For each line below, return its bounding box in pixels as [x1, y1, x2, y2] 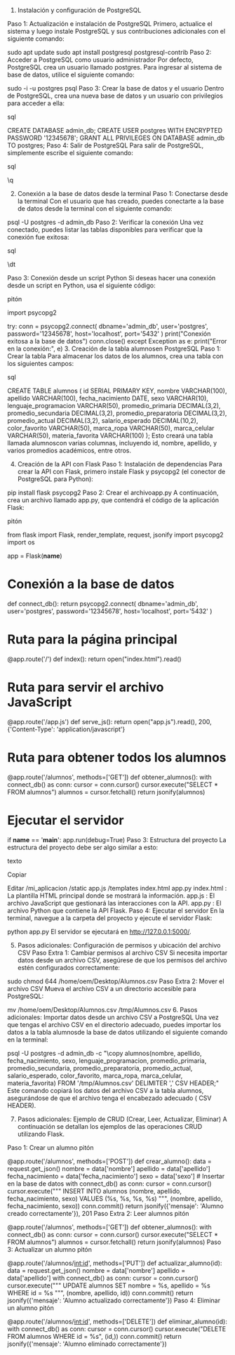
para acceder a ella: [7, 99, 65, 107]
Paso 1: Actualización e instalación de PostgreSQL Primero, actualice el [7, 20, 213, 27]
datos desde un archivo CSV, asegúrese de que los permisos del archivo [17, 955, 227, 964]
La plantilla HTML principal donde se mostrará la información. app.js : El [7, 891, 215, 900]
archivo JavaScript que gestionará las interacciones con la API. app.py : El [7, 898, 222, 907]
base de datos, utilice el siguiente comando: [7, 70, 135, 79]
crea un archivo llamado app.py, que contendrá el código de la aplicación [7, 496, 220, 504]
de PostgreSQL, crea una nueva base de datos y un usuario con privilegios [7, 91, 223, 100]
